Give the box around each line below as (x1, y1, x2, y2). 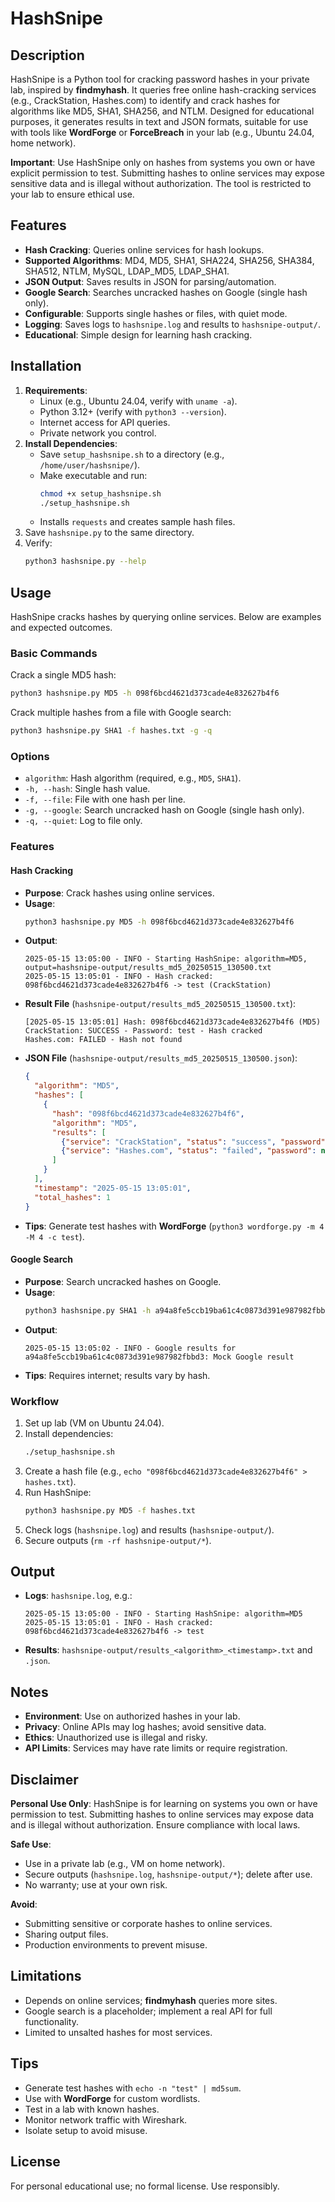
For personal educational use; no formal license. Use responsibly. (10, 2180, 280, 2192)
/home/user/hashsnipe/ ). (39, 458, 141, 471)
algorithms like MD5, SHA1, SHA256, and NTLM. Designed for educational (10, 105, 315, 117)
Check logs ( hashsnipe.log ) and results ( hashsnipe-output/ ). (24, 1523, 275, 1536)
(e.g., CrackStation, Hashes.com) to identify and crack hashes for (10, 95, 281, 106)
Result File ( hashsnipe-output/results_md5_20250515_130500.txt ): (24, 998, 297, 1010)
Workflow (10, 1394, 60, 1408)
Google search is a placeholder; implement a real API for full (24, 2005, 273, 2017)
